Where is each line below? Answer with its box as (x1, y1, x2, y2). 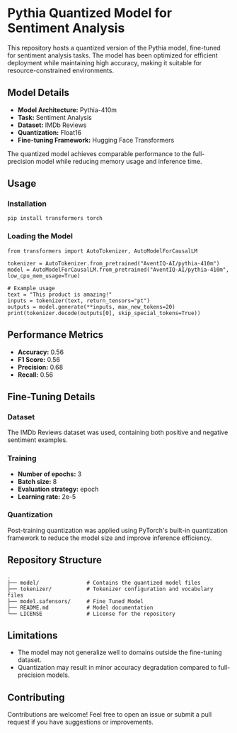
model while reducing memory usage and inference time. (35, 157, 202, 165)
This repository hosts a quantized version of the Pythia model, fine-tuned (7, 43, 221, 52)
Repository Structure (7, 554, 103, 566)
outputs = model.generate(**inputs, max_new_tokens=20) (7, 303, 175, 310)
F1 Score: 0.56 (17, 355, 60, 363)
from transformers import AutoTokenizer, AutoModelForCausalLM (7, 247, 198, 255)
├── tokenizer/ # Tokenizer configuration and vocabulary (7, 585, 214, 593)
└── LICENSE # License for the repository (7, 610, 175, 617)
